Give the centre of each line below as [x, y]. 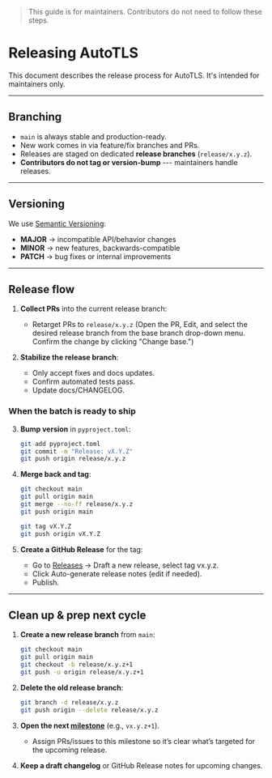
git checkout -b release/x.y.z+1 [76, 665]
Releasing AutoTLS [74, 53]
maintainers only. [37, 83]
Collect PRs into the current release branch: [93, 309]
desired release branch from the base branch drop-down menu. [138, 333]
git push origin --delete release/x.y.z [89, 710]
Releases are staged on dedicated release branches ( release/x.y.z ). [136, 154]
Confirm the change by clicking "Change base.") [113, 342]
